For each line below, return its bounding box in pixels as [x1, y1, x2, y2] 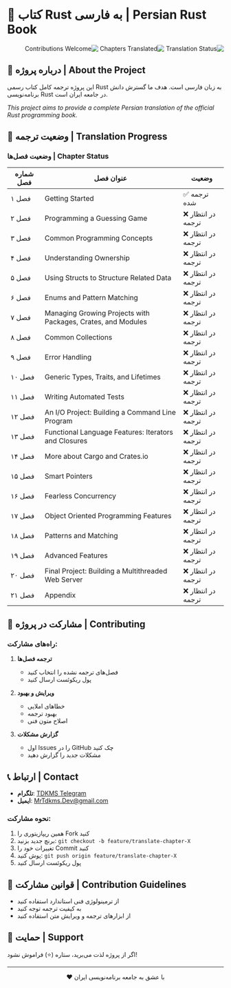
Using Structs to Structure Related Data [44, 273, 172, 283]
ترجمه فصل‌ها [16, 655, 53, 663]
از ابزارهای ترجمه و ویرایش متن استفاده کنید [16, 911, 131, 920]
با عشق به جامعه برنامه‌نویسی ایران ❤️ [66, 973, 165, 981]
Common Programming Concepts [44, 233, 153, 243]
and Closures [44, 436, 88, 446]
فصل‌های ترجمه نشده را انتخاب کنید [27, 668, 118, 676]
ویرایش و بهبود [16, 689, 55, 697]
